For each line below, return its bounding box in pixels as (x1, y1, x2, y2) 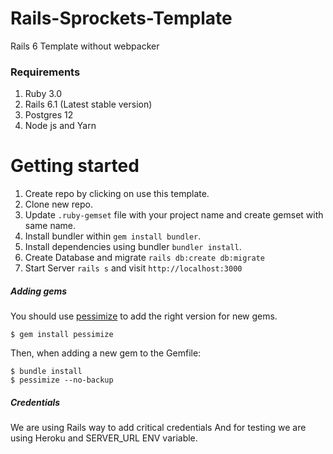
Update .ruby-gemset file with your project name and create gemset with (24, 209, 324, 221)
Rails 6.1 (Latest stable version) (24, 98, 153, 111)
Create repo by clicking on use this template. (24, 188, 210, 200)
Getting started (10, 155, 140, 177)
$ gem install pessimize (10, 330, 114, 340)
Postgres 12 (24, 109, 74, 121)
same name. (24, 220, 77, 232)
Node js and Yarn (24, 120, 97, 132)
